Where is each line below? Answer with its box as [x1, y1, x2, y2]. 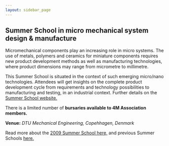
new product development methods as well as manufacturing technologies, [5, 58, 162, 64]
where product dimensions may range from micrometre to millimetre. [5, 64, 149, 70]
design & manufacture [5, 34, 77, 43]
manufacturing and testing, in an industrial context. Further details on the [5, 90, 157, 96]
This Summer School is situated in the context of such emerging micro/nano [5, 74, 164, 80]
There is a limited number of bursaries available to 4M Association [5, 105, 147, 111]
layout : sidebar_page [5, 7, 51, 13]
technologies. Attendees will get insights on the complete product [5, 79, 143, 85]
